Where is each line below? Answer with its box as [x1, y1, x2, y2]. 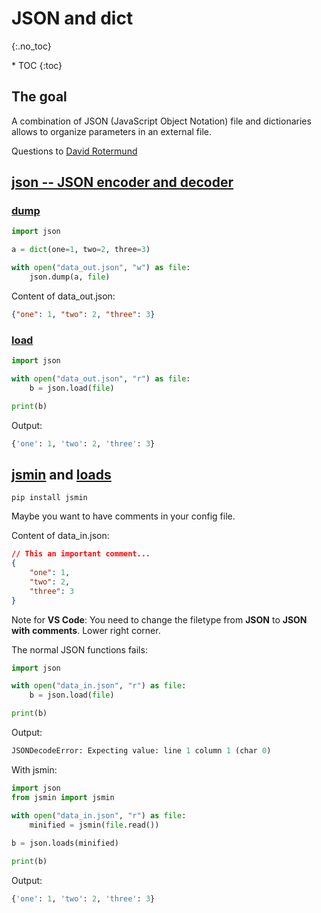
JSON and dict [11, 7, 134, 30]
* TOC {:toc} [11, 59, 63, 71]
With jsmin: [11, 763, 58, 776]
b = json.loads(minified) [11, 838, 119, 849]
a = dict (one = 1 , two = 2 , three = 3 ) [11, 245, 151, 255]
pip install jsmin [11, 493, 88, 503]
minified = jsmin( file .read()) [29, 820, 160, 830]
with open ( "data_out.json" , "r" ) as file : [11, 373, 191, 384]
